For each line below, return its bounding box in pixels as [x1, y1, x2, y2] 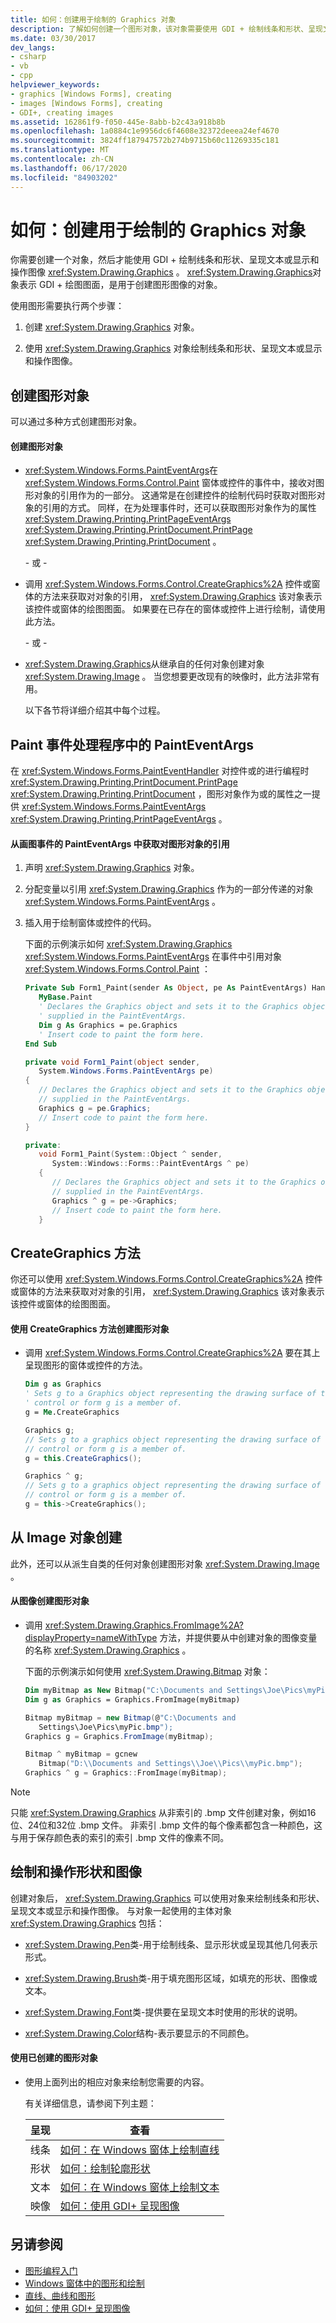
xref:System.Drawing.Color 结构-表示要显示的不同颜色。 [24, 2027, 255, 2039]
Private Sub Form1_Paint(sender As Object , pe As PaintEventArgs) [24, 983, 308, 993]
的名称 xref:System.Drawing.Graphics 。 [24, 1644, 192, 1656]
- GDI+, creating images [10, 107, 114, 118]
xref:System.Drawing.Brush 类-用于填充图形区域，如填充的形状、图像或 [24, 1972, 318, 1984]
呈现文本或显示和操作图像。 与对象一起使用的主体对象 [10, 1904, 232, 1916]
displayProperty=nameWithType [24, 1632, 158, 1643]
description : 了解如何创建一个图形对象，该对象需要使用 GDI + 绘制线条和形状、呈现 [10, 24, 323, 34]
